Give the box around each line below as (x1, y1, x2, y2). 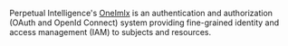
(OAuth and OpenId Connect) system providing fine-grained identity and (9, 17, 280, 28)
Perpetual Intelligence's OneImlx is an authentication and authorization (9, 8, 274, 18)
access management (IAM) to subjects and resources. (9, 27, 212, 37)
